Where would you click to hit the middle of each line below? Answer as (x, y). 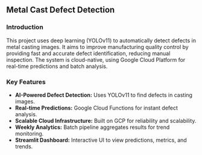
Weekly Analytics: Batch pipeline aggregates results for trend (92, 127)
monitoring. (29, 133)
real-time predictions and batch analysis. (57, 66)
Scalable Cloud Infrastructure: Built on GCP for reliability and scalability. (106, 120)
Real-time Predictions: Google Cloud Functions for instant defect (96, 108)
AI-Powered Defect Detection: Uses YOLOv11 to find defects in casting (104, 95)
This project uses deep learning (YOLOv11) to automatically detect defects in (101, 40)
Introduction (25, 27)
